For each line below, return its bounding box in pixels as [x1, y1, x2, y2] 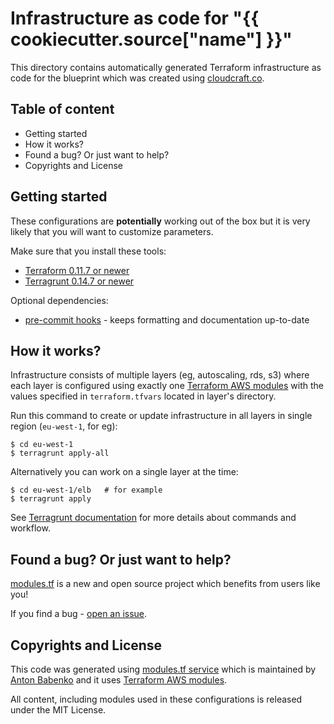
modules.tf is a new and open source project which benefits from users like [10, 578, 321, 590]
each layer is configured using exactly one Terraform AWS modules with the [10, 380, 324, 392]
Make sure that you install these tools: [10, 245, 167, 257]
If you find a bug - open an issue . [10, 608, 148, 620]
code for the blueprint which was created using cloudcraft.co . [10, 72, 265, 84]
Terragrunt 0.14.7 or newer [24, 275, 135, 287]
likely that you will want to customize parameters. [10, 225, 214, 237]
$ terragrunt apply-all [10, 448, 110, 459]
